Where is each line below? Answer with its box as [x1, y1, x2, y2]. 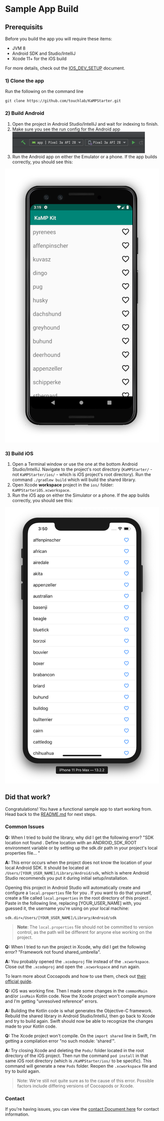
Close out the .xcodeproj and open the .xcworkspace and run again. [5, 964, 141, 969]
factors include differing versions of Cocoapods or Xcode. [17, 1083, 134, 1089]
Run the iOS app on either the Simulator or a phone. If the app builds [12, 492, 150, 498]
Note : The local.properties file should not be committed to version [17, 924, 154, 930]
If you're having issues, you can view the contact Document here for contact [5, 1106, 159, 1112]
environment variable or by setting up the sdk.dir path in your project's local [5, 845, 158, 851]
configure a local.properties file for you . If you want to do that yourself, [5, 890, 152, 896]
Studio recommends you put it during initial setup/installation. [5, 875, 128, 881]
